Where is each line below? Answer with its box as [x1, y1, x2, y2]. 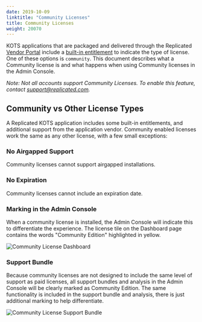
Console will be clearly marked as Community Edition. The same [6, 285, 166, 292]
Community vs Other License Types [6, 103, 144, 113]
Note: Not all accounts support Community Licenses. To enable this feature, [6, 80, 196, 87]
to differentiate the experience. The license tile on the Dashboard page [6, 224, 182, 232]
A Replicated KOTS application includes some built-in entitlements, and [6, 119, 183, 127]
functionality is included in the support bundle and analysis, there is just [6, 291, 185, 298]
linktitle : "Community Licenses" [6, 14, 90, 21]
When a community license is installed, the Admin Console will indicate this [6, 218, 193, 226]
